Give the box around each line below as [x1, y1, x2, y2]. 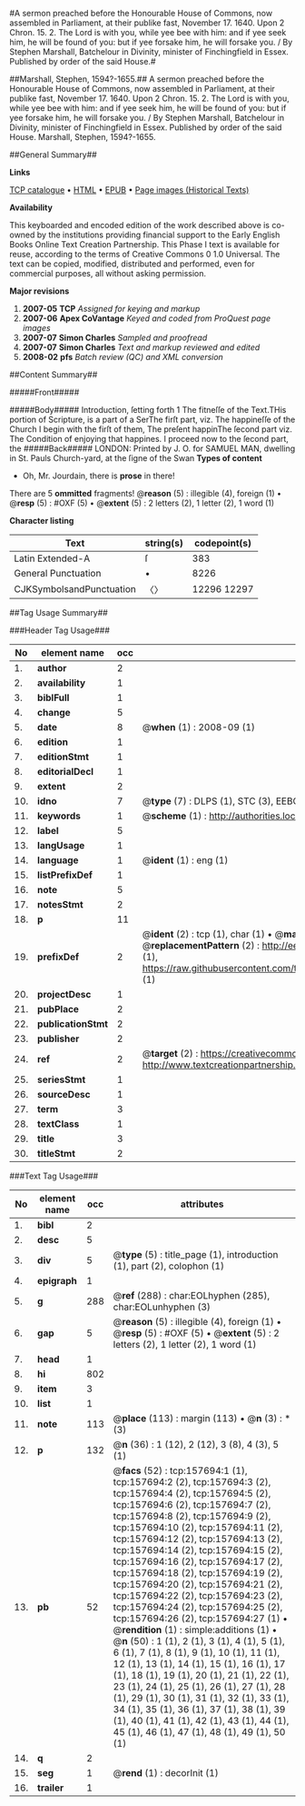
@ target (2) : [142, 1048, 199, 1059]
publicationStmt [37, 1018, 109, 1030]
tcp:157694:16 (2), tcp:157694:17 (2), [113, 1555, 283, 1568]
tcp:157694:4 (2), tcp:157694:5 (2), [113, 1487, 271, 1500]
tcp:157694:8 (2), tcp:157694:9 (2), [113, 1510, 271, 1522]
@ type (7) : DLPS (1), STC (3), [142, 795, 274, 808]
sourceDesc [37, 1089, 91, 1100]
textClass [37, 1118, 80, 1130]
